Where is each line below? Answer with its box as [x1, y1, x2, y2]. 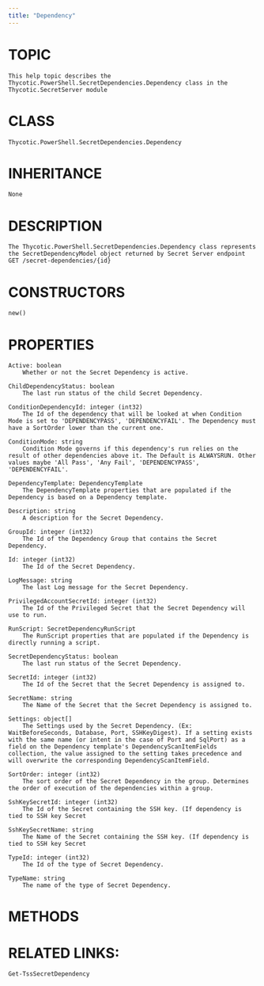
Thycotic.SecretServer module [8, 86, 108, 93]
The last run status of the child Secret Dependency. [22, 390, 203, 398]
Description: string [8, 508, 77, 516]
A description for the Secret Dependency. [22, 514, 164, 523]
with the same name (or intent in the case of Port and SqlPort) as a [8, 736, 246, 744]
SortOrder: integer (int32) [8, 771, 101, 779]
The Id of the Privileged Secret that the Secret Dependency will [22, 604, 246, 612]
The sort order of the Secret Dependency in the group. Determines [22, 778, 249, 786]
